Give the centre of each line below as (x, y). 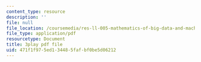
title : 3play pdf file (34, 45)
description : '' (26, 17)
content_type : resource (36, 12)
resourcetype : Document (36, 39)
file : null (20, 22)
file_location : (25, 28)
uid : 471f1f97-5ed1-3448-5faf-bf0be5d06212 (61, 50)
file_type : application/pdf (41, 34)
